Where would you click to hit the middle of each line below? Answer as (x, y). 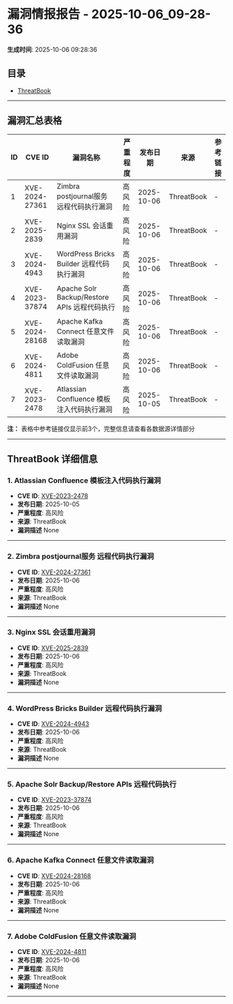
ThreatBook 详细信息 (53, 459)
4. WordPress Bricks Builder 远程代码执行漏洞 (85, 708)
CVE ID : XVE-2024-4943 (53, 724)
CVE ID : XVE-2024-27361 (54, 572)
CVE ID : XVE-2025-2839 (53, 648)
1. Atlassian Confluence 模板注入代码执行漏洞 (84, 481)
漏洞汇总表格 (35, 121)
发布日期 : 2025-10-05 (48, 504)
